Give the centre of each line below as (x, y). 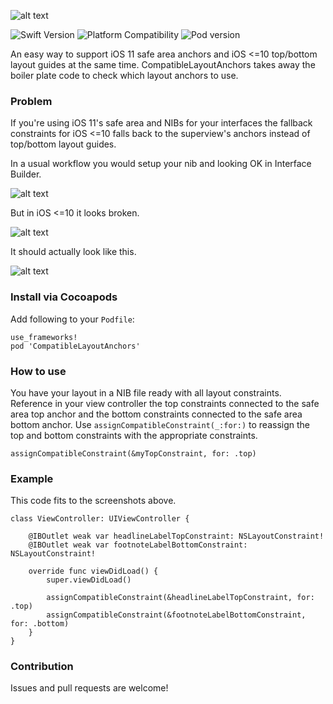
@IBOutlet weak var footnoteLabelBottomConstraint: (138, 545)
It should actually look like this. (73, 252)
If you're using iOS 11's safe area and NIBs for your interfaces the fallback (161, 123)
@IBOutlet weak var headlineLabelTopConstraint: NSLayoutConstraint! (176, 536)
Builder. (26, 174)
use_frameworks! (44, 337)
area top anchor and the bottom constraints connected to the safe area (156, 414)
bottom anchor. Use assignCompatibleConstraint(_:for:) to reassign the (160, 424)
